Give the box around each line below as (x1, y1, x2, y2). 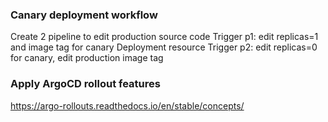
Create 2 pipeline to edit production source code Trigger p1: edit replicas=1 (10, 31, 319, 43)
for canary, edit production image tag (10, 52, 164, 64)
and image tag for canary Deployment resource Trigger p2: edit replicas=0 (10, 41, 318, 53)
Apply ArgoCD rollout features (10, 77, 161, 91)
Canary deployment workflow (10, 8, 158, 22)
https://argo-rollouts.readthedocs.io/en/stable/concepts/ (10, 99, 245, 112)
